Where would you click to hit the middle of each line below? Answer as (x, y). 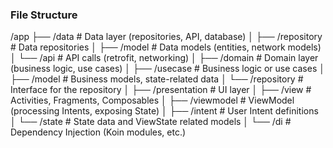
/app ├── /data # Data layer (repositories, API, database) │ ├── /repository (166, 37)
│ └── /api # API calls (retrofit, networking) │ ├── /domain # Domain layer (164, 58)
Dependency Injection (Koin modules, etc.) (98, 132)
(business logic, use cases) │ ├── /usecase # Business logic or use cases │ (167, 69)
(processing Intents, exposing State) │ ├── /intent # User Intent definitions (164, 111)
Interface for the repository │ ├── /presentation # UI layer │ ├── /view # (161, 90)
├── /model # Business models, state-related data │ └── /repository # (157, 79)
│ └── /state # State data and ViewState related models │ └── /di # (151, 122)
